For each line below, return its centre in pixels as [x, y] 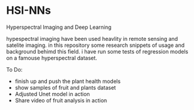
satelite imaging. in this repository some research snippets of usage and [95, 45]
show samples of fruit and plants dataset [65, 87]
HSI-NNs [29, 11]
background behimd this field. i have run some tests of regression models [97, 51]
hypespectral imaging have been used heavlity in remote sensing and [92, 38]
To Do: [14, 69]
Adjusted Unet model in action [52, 94]
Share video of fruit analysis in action [61, 100]
